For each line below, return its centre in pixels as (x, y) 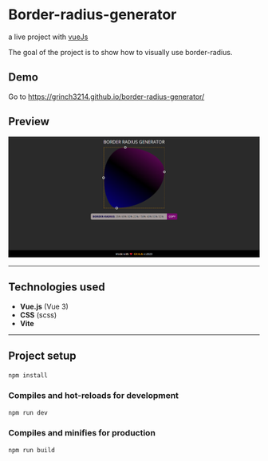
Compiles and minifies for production (82, 432)
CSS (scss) (38, 315)
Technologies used (57, 288)
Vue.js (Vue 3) (44, 306)
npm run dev (28, 412)
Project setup (43, 356)
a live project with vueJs (48, 37)
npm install (28, 375)
